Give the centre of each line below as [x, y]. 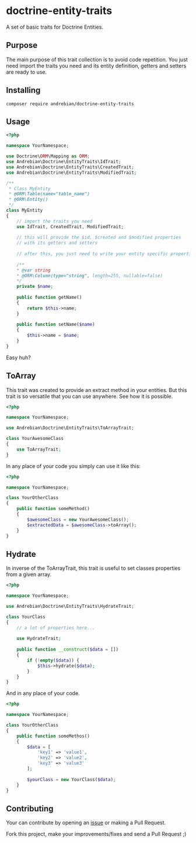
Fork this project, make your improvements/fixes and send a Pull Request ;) [96, 834]
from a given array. [29, 574]
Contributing [30, 808]
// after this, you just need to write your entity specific [92, 254]
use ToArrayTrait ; [39, 449]
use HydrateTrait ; [39, 639]
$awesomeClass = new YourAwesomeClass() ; [78, 519]
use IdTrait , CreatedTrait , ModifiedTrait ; [70, 226]
